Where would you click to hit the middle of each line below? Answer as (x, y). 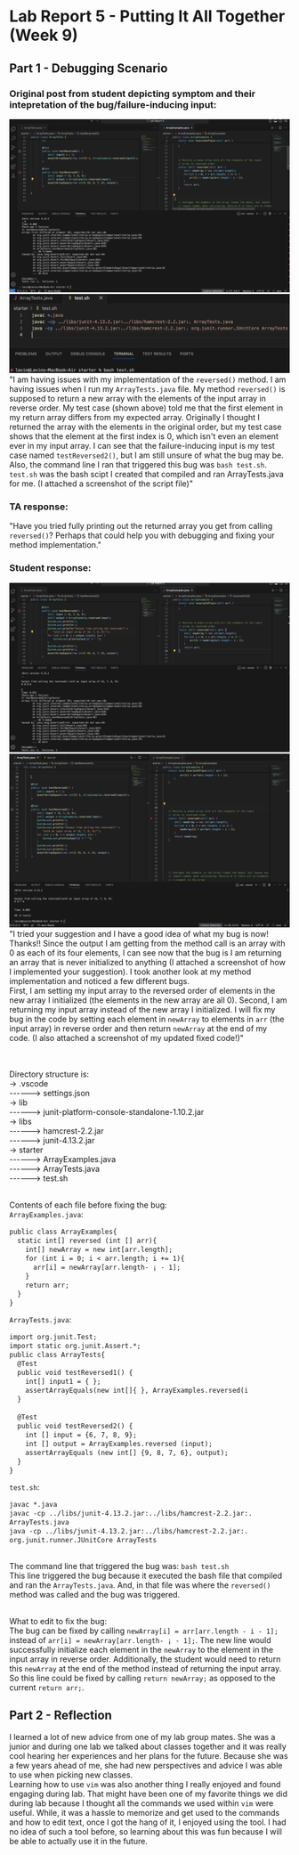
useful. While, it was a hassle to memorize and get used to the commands (145, 1812)
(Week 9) (44, 35)
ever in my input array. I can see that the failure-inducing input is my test (142, 446)
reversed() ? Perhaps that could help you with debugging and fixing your (142, 535)
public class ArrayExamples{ (63, 1232)
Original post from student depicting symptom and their (133, 94)
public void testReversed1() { (75, 1372)
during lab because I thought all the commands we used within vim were (141, 1803)
